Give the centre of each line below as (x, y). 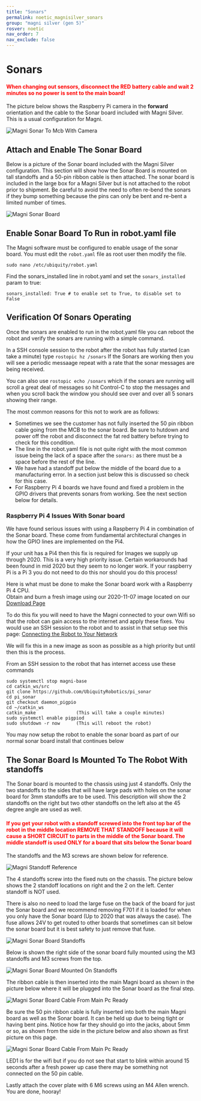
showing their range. (32, 400)
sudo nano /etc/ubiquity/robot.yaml (52, 265)
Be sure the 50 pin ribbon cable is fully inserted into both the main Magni (96, 1012)
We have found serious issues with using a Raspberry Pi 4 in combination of (100, 529)
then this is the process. (36, 652)
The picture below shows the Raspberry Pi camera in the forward (87, 107)
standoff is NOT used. (33, 892)
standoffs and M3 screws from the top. (55, 959)
